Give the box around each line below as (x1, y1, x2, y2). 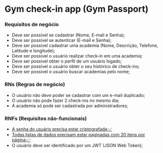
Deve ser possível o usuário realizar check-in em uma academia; (11, 53, 143, 59)
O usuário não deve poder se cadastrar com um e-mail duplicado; (11, 92, 145, 98)
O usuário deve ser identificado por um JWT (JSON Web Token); (11, 143, 143, 149)
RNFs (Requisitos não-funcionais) (4, 115, 87, 122)
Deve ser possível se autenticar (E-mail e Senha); (11, 37, 111, 43)
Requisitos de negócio (4, 21, 59, 28)
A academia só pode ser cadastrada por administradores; (11, 102, 129, 109)
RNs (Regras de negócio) (4, 81, 65, 88)
